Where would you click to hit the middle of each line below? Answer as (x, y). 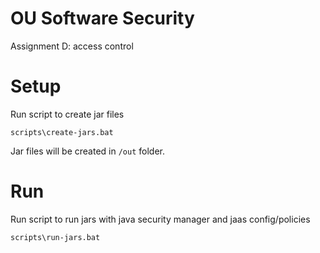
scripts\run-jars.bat (55, 237)
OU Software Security (102, 18)
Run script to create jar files (67, 114)
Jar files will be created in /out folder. (87, 151)
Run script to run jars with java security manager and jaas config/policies (160, 219)
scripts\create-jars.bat (62, 132)
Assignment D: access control (72, 46)
